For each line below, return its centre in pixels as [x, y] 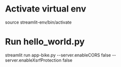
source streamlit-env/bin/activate [38, 22]
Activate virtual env [46, 9]
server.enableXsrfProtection [33, 60]
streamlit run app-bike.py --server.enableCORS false [58, 55]
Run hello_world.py [45, 42]
